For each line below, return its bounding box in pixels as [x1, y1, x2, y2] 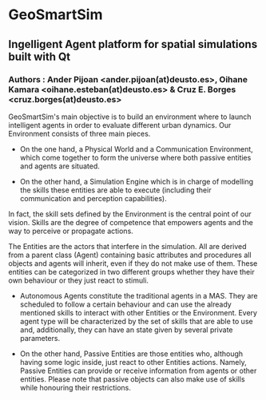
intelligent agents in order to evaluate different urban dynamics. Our [8, 120, 232, 129]
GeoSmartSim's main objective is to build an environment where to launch [8, 112, 252, 121]
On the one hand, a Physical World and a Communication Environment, [19, 144, 253, 153]
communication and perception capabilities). [19, 193, 167, 203]
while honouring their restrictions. [19, 382, 132, 392]
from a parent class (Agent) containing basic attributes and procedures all [8, 250, 252, 259]
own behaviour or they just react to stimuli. [8, 275, 149, 285]
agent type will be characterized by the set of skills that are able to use [19, 316, 253, 326]
